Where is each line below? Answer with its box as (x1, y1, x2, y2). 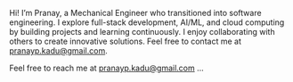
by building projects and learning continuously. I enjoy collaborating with (9, 27, 275, 37)
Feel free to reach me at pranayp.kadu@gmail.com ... (9, 62, 205, 73)
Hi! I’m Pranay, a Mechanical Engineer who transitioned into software (9, 8, 262, 18)
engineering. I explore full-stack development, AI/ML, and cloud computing (9, 17, 285, 28)
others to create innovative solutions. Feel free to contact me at (9, 36, 242, 46)
